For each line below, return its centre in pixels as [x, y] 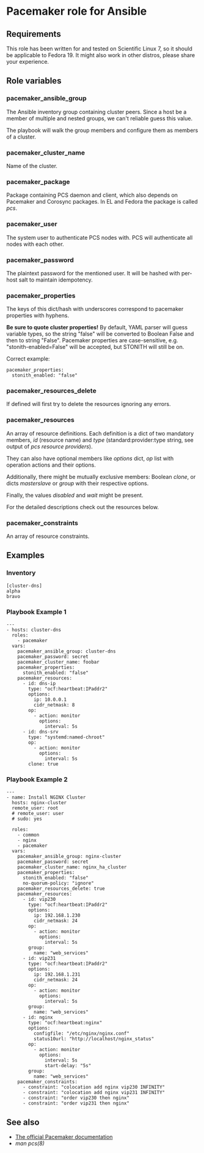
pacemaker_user [32, 224]
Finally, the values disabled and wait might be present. [75, 495]
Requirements [34, 34]
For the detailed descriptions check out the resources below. [83, 507]
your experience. [28, 62]
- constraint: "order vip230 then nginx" [76, 1098]
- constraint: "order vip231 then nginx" [76, 1103]
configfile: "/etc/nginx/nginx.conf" [82, 1034]
